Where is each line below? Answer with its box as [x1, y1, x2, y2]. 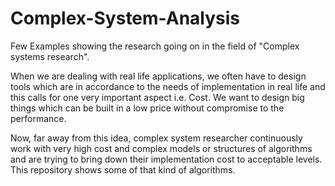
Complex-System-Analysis [10, 7, 241, 30]
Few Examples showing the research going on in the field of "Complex [10, 40, 300, 52]
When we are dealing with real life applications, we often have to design [10, 70, 307, 82]
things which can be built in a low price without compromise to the [10, 102, 285, 114]
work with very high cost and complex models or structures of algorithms [10, 142, 313, 154]
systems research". [10, 50, 90, 62]
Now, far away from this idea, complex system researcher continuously [10, 132, 303, 144]
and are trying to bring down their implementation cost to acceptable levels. [10, 153, 323, 165]
